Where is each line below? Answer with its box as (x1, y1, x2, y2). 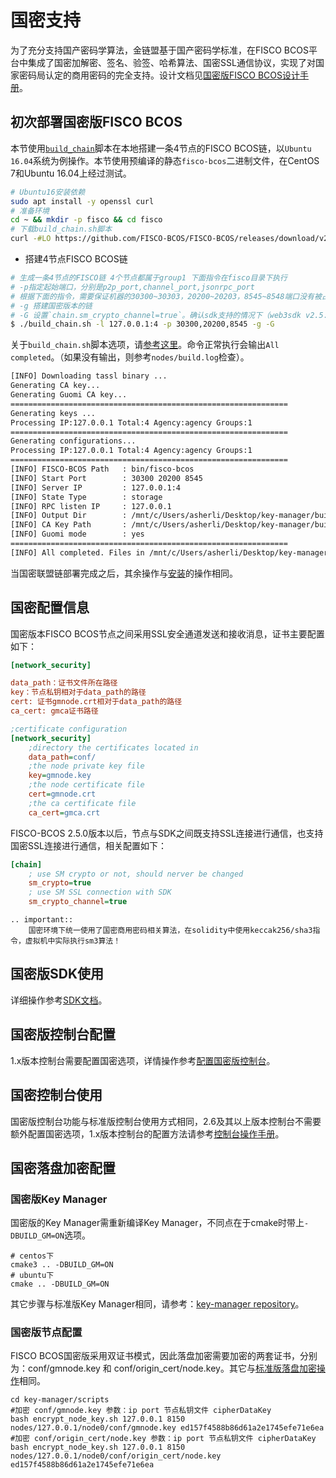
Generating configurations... (10, 436, 137, 446)
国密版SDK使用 (10, 966, 105, 983)
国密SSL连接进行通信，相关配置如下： (10, 839, 167, 851)
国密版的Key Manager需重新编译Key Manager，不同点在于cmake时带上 (10, 1217, 305, 1229)
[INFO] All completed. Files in (10, 547, 145, 558)
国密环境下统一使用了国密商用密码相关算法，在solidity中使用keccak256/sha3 (28, 926, 313, 936)
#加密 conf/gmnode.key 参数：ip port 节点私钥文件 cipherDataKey (10, 1406, 272, 1416)
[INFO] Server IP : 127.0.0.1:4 (10, 482, 182, 493)
